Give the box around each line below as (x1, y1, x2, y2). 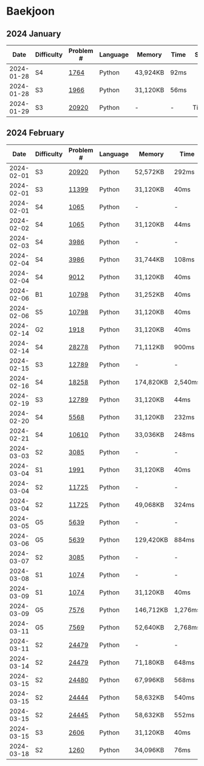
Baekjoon (6, 4, 55, 18)
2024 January (6, 29, 61, 39)
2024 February (6, 128, 65, 138)
